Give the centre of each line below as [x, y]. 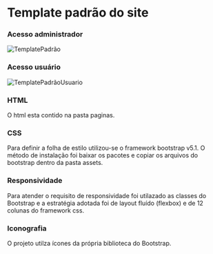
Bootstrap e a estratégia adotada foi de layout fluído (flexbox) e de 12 [105, 203]
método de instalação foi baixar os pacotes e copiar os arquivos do [103, 155]
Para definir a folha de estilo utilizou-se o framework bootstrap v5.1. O [106, 148]
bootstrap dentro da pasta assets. [55, 163]
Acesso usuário [34, 67]
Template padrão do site [78, 13]
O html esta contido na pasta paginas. [61, 115]
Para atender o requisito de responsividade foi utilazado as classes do [107, 195]
